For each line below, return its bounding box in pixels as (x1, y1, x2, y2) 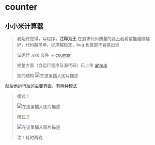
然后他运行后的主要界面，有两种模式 (5, 83, 77, 89)
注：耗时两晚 (16, 135, 43, 140)
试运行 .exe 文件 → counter (16, 52, 71, 58)
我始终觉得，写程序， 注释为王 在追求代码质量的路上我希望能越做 (16, 36, 146, 41)
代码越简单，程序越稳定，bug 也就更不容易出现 (25, 42, 120, 48)
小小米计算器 (5, 22, 44, 30)
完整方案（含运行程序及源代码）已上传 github (16, 63, 108, 68)
